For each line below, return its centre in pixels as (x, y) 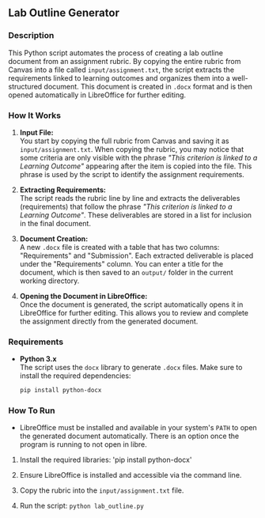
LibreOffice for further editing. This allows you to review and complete (134, 312)
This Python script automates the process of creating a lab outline (116, 53)
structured (25, 86)
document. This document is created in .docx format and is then (148, 86)
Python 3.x (38, 359)
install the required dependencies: (75, 376)
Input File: (36, 132)
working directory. (49, 281)
